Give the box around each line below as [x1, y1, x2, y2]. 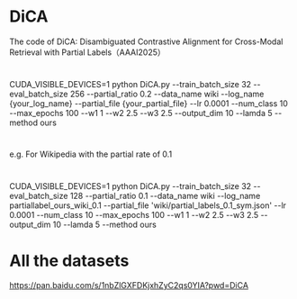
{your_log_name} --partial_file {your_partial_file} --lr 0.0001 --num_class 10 [9, 98, 288, 109]
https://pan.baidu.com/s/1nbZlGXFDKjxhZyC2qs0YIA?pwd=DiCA [9, 280, 249, 291]
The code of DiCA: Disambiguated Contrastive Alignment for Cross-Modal [9, 36, 283, 47]
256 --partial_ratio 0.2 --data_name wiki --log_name [69, 88, 265, 100]
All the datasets [9, 250, 130, 271]
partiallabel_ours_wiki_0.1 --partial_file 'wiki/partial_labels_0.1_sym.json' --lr [9, 200, 286, 211]
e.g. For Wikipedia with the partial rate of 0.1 [9, 149, 173, 159]
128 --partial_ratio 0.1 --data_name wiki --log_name [69, 190, 261, 201]
